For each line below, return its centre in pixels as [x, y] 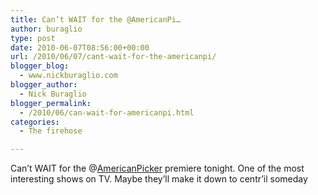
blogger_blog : [40, 66]
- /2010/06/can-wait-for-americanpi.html [107, 112]
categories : [35, 122]
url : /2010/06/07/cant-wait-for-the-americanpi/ [113, 57]
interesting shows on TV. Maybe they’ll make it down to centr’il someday [159, 179]
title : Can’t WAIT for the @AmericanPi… [96, 19]
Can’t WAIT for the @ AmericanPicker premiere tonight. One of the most [157, 168]
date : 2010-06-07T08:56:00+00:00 [80, 47]
